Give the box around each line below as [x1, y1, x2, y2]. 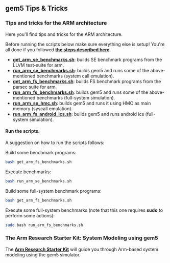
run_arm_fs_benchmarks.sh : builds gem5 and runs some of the [12, 89, 149, 95]
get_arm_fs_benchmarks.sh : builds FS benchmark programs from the [12, 78, 161, 84]
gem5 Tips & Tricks [5, 4, 68, 13]
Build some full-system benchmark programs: [5, 188, 102, 194]
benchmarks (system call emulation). [36, 73, 114, 79]
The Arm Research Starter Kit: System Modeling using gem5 [5, 234, 158, 241]
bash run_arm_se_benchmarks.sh [5, 178, 72, 184]
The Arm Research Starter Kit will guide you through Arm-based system [5, 246, 159, 252]
